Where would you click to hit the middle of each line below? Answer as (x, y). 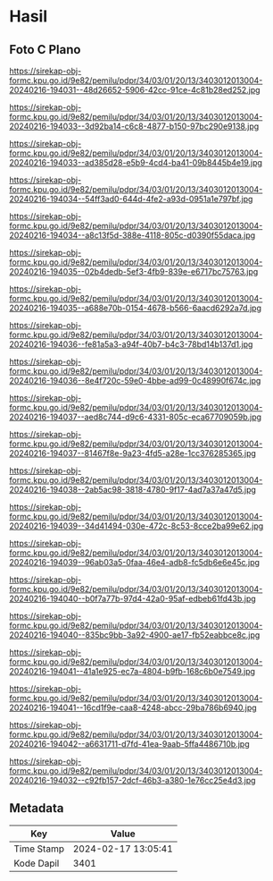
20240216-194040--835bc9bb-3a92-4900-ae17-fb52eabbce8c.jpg (135, 635)
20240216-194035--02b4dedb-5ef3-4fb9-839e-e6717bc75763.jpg (134, 271)
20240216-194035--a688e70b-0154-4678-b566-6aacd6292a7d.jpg (135, 308)
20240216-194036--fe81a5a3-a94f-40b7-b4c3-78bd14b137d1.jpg (131, 344)
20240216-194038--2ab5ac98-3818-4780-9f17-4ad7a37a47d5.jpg (133, 490)
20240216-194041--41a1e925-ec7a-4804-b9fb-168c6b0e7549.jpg (132, 671)
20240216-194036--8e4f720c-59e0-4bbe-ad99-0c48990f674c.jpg (135, 381)
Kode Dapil (37, 863)
